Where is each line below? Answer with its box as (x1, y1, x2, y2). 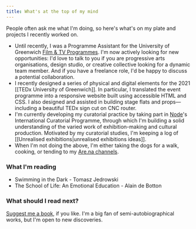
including (14, 104, 37, 111)
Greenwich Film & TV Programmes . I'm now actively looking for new (14, 48, 179, 56)
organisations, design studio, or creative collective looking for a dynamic (14, 61, 191, 68)
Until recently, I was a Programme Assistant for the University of (14, 42, 170, 49)
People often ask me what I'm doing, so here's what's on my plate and (6, 25, 176, 32)
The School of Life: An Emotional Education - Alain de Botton (14, 182, 162, 189)
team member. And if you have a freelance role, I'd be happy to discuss (14, 67, 188, 74)
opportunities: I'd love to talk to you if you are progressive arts (14, 54, 165, 61)
